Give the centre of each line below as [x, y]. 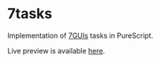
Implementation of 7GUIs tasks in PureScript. [80, 35]
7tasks [30, 14]
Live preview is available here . [56, 50]
